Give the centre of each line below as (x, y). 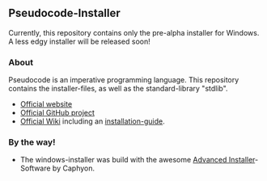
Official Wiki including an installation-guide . (92, 121)
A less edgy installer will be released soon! (80, 41)
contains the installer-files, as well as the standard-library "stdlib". (118, 89)
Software (35, 168)
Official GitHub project (57, 113)
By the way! (32, 142)
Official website (46, 104)
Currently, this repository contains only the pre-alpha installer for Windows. (134, 32)
